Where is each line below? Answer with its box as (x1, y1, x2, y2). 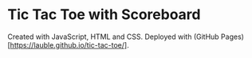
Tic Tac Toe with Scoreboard (7, 6, 201, 24)
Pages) (221, 32, 245, 41)
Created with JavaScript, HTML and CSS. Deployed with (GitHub (7, 32, 220, 41)
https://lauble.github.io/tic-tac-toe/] (10, 40, 128, 49)
